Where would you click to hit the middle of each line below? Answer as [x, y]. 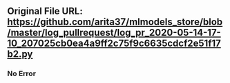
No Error [22, 73]
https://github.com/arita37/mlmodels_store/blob [115, 22]
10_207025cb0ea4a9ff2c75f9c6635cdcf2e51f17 [114, 44]
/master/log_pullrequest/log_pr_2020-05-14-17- [114, 33]
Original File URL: [45, 11]
